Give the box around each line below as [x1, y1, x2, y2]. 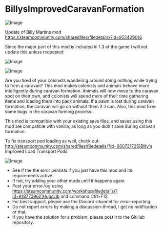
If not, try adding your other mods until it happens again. [12, 178, 126, 184]
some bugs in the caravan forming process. [5, 109, 93, 115]
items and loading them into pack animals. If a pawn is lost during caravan [5, 98, 154, 104]
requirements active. [12, 172, 54, 178]
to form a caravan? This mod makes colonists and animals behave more [5, 82, 149, 89]
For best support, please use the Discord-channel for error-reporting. [12, 198, 152, 204]
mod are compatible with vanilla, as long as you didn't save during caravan [5, 123, 155, 129]
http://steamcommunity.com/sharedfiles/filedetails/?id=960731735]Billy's [5, 143, 153, 149]
